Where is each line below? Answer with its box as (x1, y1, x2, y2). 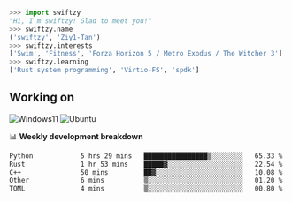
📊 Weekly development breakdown (9, 131, 143, 141)
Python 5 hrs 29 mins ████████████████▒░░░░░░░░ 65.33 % (9, 151, 283, 161)
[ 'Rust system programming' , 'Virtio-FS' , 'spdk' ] (9, 66, 200, 75)
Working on (9, 90, 75, 105)
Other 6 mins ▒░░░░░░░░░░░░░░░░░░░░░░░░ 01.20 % (9, 176, 283, 185)
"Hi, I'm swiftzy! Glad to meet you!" (9, 16, 152, 26)
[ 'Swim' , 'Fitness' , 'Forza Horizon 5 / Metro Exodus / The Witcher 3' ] (9, 49, 283, 58)
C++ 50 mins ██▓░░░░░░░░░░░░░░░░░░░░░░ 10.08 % (9, 168, 283, 176)
